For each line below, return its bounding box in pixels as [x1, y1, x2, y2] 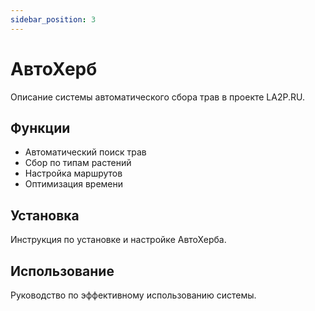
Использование [10, 262, 115, 280]
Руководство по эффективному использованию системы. [10, 289, 257, 301]
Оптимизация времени [24, 178, 124, 190]
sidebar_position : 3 [10, 14, 97, 25]
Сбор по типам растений [24, 157, 132, 169]
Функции [10, 119, 71, 136]
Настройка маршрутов [24, 167, 123, 180]
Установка [10, 207, 80, 224]
